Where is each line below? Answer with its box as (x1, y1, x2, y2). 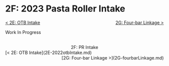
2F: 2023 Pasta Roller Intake (5, 3, 126, 14)
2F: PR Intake (70, 44, 99, 50)
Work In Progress (5, 29, 41, 35)
